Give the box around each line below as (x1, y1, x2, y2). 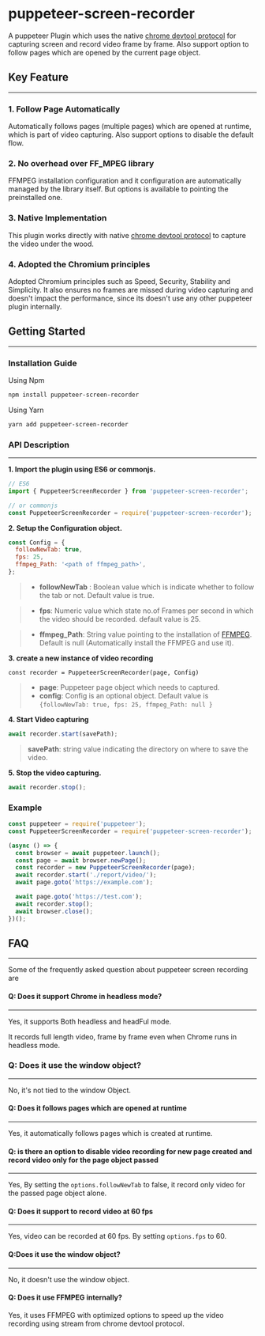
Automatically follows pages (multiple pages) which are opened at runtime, (8, 122, 252, 131)
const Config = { (8, 539, 65, 547)
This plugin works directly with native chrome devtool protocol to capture (8, 230, 247, 240)
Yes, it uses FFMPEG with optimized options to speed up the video (8, 1310, 225, 1319)
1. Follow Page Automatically (8, 104, 121, 115)
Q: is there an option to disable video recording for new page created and (8, 1146, 252, 1156)
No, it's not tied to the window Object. (8, 1085, 132, 1095)
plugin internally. (8, 301, 62, 311)
